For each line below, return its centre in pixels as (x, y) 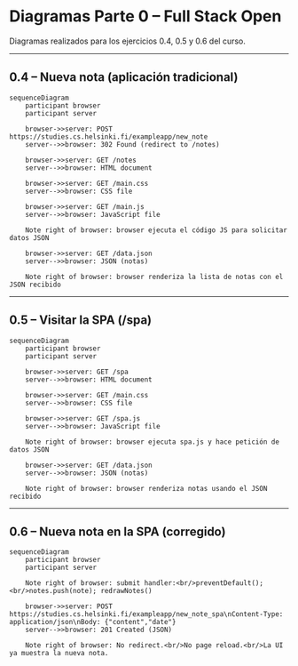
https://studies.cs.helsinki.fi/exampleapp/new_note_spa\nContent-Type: (146, 614)
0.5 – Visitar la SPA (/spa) (81, 321)
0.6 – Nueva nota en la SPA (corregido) (118, 531)
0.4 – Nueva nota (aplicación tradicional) (124, 77)
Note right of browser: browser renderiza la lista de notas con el (154, 277)
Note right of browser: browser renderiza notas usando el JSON (146, 488)
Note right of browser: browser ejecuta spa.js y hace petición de (152, 442)
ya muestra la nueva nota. (59, 654)
